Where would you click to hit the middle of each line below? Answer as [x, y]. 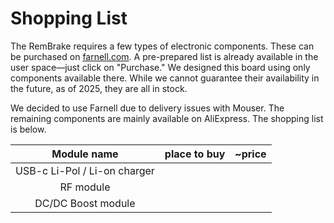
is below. [28, 129]
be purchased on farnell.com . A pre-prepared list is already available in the [164, 56]
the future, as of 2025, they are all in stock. [99, 88]
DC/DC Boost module [85, 203]
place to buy [195, 154]
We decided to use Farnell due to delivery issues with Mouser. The [147, 108]
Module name [85, 154]
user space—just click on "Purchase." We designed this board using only [160, 67]
